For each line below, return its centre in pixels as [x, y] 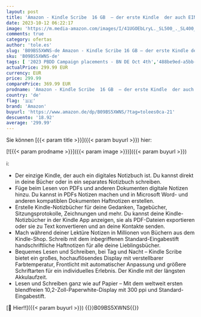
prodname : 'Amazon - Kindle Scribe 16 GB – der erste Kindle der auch [100, 90]
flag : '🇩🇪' [21, 100]
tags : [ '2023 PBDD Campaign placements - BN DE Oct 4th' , [81, 62]
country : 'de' [24, 95]
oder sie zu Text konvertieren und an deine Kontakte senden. [90, 226]
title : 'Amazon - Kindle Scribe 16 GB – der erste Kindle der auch [96, 17]
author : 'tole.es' [29, 45]
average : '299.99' [29, 123]
